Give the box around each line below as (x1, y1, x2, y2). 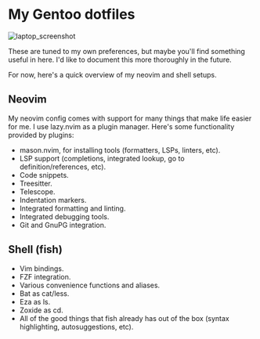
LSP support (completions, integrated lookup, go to (19, 153, 186, 163)
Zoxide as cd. (19, 305, 64, 315)
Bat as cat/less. (19, 288, 70, 298)
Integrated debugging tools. (19, 211, 110, 221)
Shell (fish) (8, 243, 63, 256)
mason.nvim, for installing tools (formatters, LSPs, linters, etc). (19, 145, 221, 154)
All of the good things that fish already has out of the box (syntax (19, 313, 229, 323)
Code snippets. (19, 170, 69, 179)
